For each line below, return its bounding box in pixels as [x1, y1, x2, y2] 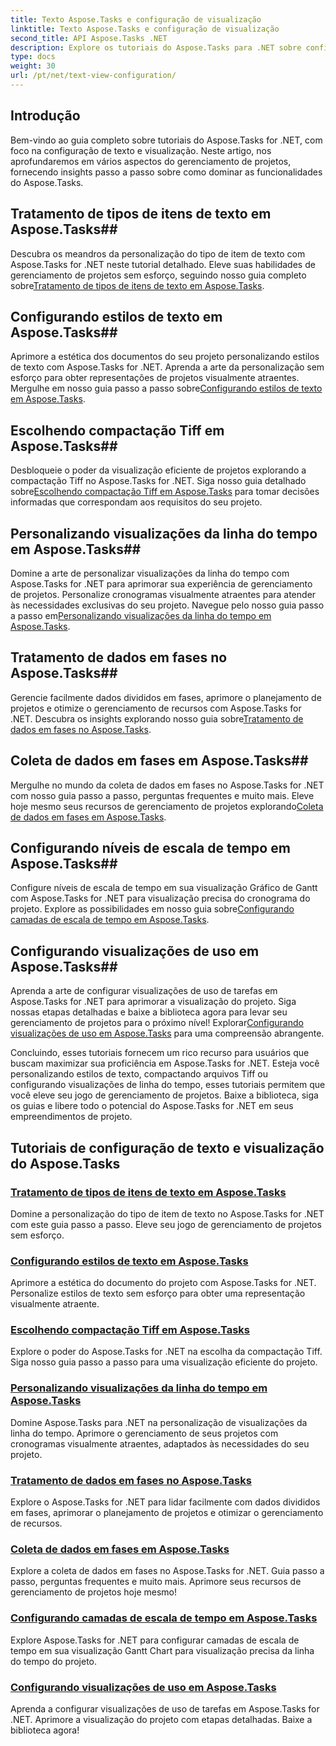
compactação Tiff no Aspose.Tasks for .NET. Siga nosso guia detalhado [10, 475, 307, 487]
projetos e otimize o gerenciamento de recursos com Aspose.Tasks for [10, 702, 302, 714]
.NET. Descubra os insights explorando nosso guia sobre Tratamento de [10, 712, 304, 725]
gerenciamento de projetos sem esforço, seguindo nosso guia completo [10, 269, 307, 281]
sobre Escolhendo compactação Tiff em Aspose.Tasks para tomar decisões [10, 486, 320, 498]
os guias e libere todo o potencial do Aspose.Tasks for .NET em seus [10, 1100, 294, 1112]
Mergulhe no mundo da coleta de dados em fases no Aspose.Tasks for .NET [10, 779, 325, 791]
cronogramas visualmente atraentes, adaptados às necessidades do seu [10, 1437, 310, 1450]
